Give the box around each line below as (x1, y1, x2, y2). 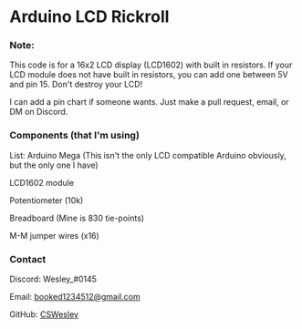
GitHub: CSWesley (9, 309, 79, 320)
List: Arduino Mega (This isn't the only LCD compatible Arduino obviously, (9, 149, 287, 160)
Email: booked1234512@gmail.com (9, 292, 141, 303)
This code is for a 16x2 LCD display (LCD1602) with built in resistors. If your (9, 59, 293, 70)
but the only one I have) (9, 159, 99, 170)
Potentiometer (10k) (9, 194, 84, 206)
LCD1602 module (9, 177, 75, 188)
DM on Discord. (9, 107, 68, 118)
